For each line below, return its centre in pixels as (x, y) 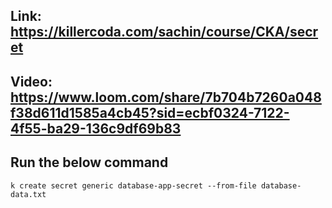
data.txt (28, 194)
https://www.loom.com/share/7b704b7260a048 (166, 97)
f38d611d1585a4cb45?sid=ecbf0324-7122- (150, 112)
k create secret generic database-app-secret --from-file (133, 185)
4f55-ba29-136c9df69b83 (96, 128)
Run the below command (89, 162)
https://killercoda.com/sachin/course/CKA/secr (164, 32)
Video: (31, 81)
